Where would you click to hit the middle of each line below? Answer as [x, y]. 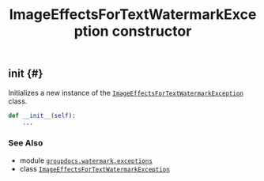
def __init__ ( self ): [42, 115]
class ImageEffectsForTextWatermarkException [94, 168]
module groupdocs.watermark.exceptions [86, 160]
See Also [26, 143]
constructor [152, 31]
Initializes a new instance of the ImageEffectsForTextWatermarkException [126, 92]
